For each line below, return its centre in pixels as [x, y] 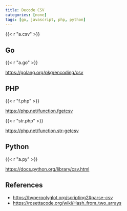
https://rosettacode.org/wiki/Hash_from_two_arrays [67, 203]
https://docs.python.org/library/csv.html [47, 169]
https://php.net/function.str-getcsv [42, 131]
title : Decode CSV [25, 10]
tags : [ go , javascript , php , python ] [46, 19]
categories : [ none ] [26, 15]
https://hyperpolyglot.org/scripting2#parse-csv [63, 197]
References [24, 185]
